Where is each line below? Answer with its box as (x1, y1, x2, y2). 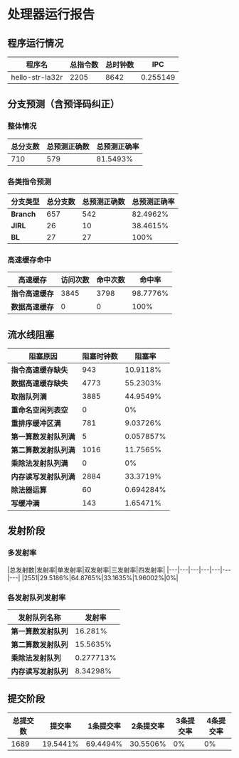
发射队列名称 (18, 613, 62, 623)
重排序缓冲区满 (11, 419, 62, 429)
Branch (11, 209, 36, 219)
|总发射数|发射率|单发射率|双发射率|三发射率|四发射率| (7, 565, 166, 574)
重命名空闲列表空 (11, 405, 69, 415)
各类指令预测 (7, 176, 52, 186)
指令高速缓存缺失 (11, 365, 69, 375)
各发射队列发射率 (7, 592, 66, 602)
